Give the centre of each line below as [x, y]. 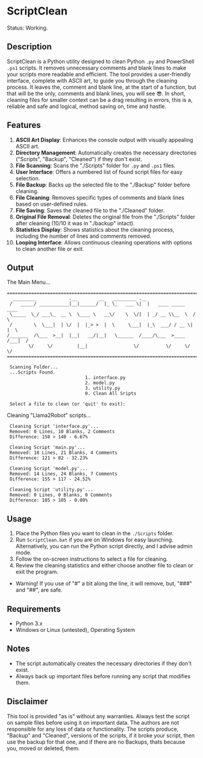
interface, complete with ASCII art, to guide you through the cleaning [92, 80]
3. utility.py [102, 388]
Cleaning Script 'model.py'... [48, 469]
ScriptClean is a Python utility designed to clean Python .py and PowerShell [101, 61]
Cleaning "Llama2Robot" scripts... [49, 415]
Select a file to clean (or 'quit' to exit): [67, 404]
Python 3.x [29, 623]
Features [24, 125]
